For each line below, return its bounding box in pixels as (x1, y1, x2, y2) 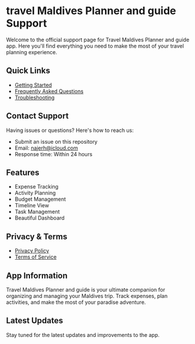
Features (6, 167, 39, 177)
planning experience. (6, 48, 58, 55)
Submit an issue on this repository (14, 138, 98, 145)
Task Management (14, 208, 60, 216)
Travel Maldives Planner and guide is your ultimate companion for (6, 286, 166, 293)
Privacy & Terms (6, 231, 68, 242)
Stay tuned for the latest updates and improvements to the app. (6, 331, 160, 338)
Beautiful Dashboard (14, 214, 65, 221)
